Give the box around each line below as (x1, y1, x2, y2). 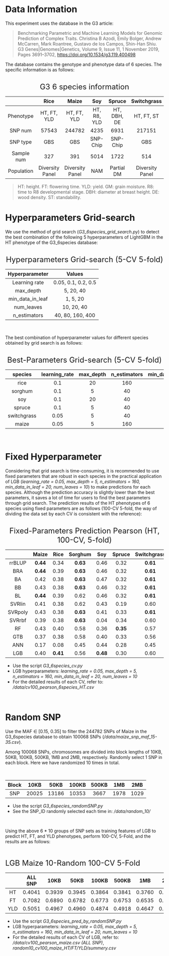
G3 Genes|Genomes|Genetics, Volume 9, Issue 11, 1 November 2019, (17, 46, 159, 52)
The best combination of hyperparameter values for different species (5, 334, 148, 341)
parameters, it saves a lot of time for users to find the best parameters (5, 494, 151, 501)
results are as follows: (5, 838, 51, 844)
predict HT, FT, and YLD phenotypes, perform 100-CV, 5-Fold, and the (5, 833, 151, 839)
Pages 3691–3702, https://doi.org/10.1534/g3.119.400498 (17, 52, 136, 58)
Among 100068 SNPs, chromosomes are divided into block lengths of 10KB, (5, 749, 162, 755)
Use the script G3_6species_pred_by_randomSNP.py (12, 918, 122, 924)
